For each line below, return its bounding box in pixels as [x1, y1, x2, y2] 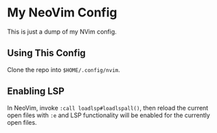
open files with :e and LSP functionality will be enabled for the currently [7, 111, 211, 119]
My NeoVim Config [7, 5, 117, 21]
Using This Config [7, 47, 86, 59]
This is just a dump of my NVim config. [7, 27, 117, 36]
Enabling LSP [7, 86, 65, 97]
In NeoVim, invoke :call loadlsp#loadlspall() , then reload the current [7, 104, 209, 112]
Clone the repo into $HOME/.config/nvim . [7, 65, 120, 73]
